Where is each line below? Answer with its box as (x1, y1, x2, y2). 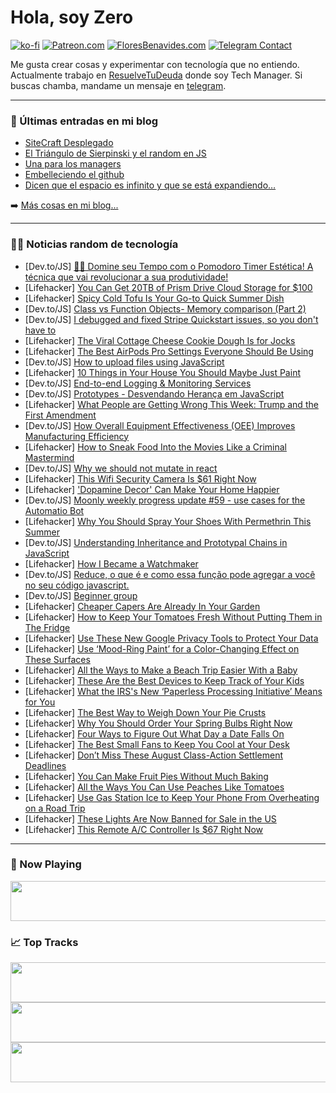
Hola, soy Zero (10, 6, 134, 29)
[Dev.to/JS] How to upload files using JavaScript (24, 356, 225, 368)
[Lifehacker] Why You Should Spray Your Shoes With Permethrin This (24, 515, 312, 527)
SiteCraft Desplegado (24, 137, 114, 149)
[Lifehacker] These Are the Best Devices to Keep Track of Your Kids (24, 674, 305, 686)
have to (24, 324, 57, 336)
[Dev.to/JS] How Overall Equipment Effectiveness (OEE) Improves (24, 419, 296, 431)
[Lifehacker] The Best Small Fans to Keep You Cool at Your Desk (24, 738, 290, 750)
